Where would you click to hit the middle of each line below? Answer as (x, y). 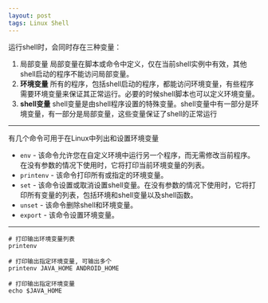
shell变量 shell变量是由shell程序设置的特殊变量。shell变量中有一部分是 (136, 104)
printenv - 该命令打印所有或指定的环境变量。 (94, 175)
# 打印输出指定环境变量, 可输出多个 (60, 261)
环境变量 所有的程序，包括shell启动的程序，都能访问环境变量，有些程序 (137, 84)
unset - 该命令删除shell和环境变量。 (79, 205)
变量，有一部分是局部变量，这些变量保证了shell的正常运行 (122, 113)
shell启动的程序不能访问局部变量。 (77, 73)
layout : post (30, 16)
